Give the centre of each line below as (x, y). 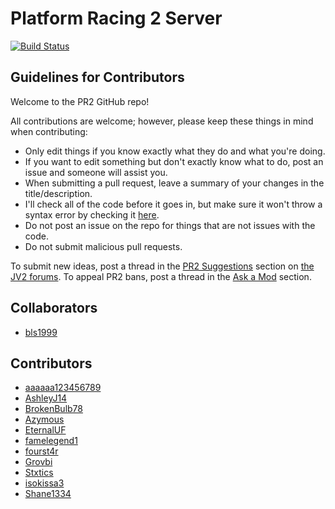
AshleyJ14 (46, 398)
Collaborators (54, 308)
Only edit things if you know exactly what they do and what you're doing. (175, 151)
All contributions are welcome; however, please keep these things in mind (162, 121)
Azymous (44, 419)
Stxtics (39, 473)
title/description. (58, 193)
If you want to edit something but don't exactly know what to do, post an (174, 161)
